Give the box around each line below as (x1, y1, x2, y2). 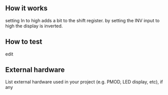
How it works (5, 4, 48, 13)
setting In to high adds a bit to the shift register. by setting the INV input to (5, 17, 160, 23)
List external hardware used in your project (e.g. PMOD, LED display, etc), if (5, 79, 163, 85)
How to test (5, 37, 42, 46)
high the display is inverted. (5, 23, 63, 29)
